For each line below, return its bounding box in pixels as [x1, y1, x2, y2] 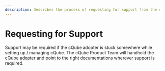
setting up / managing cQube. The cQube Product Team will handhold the [5, 49, 154, 55]
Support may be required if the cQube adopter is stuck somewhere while [5, 45, 152, 50]
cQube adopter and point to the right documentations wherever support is [5, 55, 155, 61]
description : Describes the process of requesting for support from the [5, 7, 157, 12]
